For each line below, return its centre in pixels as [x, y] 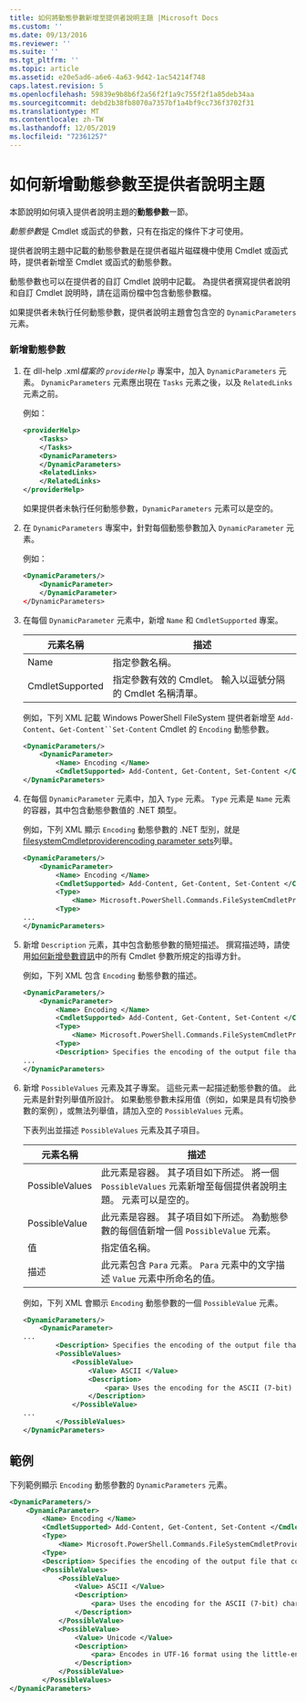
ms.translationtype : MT [55, 111]
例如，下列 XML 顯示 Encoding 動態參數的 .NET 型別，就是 [131, 829]
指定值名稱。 [128, 1248]
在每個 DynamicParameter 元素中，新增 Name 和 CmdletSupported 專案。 [153, 620]
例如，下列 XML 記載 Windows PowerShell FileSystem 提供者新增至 [149, 717]
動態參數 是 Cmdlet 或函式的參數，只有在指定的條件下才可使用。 [129, 231]
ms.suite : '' [34, 52]
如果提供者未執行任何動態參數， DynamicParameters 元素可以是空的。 [150, 508]
